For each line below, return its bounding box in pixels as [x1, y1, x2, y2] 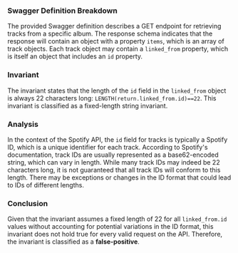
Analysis [7, 119, 39, 129]
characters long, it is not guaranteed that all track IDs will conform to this [7, 165, 221, 174]
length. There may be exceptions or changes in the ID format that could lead [7, 173, 232, 182]
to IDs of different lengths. [7, 180, 84, 189]
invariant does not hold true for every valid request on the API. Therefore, [7, 230, 223, 239]
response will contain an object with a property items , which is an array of [7, 37, 224, 46]
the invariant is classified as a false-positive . [7, 237, 140, 246]
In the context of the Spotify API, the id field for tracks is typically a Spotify [7, 135, 228, 144]
